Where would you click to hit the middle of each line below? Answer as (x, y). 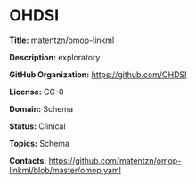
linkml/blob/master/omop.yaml (65, 170)
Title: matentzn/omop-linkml (62, 40)
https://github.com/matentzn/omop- (115, 160)
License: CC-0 (37, 92)
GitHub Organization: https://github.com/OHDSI (98, 74)
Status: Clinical (37, 126)
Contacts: (28, 160)
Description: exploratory (55, 57)
